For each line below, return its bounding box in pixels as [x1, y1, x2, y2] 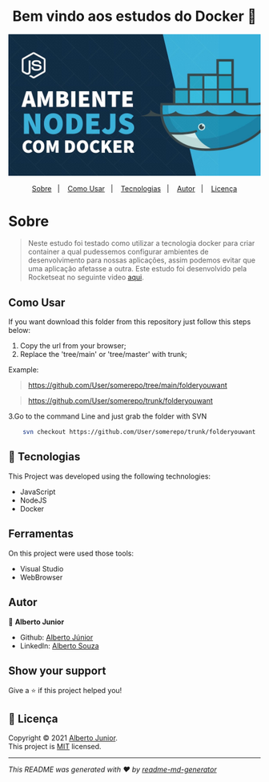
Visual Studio [19, 563, 64, 573]
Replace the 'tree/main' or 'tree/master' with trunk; [19, 350, 188, 359]
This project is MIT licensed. [8, 742, 102, 752]
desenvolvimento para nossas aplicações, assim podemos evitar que [27, 255, 256, 265]
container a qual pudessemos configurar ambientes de [27, 247, 209, 257]
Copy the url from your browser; [19, 341, 126, 351]
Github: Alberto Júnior [19, 632, 94, 642]
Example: [8, 365, 39, 375]
